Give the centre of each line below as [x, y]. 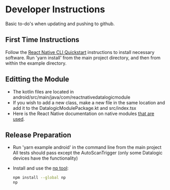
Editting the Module [37, 79]
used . [19, 119]
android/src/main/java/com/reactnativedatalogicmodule [71, 97]
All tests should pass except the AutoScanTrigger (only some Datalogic [88, 153]
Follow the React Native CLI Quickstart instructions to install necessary [80, 52]
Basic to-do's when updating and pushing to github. [60, 24]
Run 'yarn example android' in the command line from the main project [87, 147]
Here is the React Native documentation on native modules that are [83, 113]
